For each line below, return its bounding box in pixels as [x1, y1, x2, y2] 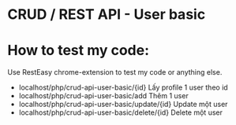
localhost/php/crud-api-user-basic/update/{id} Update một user [18, 100, 228, 109]
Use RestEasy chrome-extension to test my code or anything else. [7, 68, 223, 77]
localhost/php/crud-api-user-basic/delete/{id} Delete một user [18, 108, 223, 117]
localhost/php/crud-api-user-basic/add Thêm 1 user [18, 91, 189, 101]
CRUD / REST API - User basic [7, 6, 206, 24]
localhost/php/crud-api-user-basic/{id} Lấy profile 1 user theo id [18, 83, 228, 92]
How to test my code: [7, 42, 150, 60]
